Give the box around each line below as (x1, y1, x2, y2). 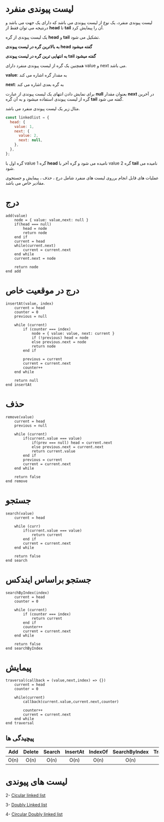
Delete (23, 748, 39, 755)
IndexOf (89, 748, 109, 755)
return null (14, 378, 38, 383)
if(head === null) (14, 222, 52, 226)
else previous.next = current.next (31, 444, 104, 450)
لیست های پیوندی (5, 776, 68, 787)
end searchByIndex (5, 646, 43, 651)
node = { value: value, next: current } (31, 331, 115, 336)
